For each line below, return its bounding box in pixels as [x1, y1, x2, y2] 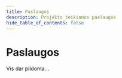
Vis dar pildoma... [6, 65, 50, 72]
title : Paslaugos [6, 8, 50, 15]
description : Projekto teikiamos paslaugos [6, 14, 117, 20]
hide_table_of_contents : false [6, 20, 84, 26]
